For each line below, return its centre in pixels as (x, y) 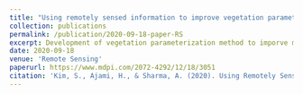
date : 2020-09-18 (42, 51)
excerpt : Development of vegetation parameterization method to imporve (149, 43)
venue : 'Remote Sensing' (56, 59)
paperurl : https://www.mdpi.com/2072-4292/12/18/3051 (113, 68)
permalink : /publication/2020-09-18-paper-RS (96, 34)
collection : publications (58, 26)
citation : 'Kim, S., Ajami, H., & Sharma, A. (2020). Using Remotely (143, 76)
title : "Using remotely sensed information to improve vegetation (137, 17)
